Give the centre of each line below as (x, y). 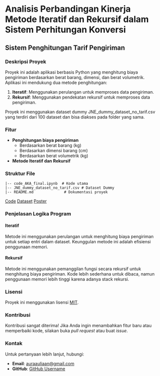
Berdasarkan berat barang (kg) (50, 145)
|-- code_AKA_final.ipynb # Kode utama (47, 184)
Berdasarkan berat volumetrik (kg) (54, 156)
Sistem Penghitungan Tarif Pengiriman (65, 48)
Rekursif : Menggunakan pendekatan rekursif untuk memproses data (81, 97)
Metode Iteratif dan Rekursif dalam (77, 19)
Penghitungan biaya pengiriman (45, 140)
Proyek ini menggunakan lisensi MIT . (42, 302)
